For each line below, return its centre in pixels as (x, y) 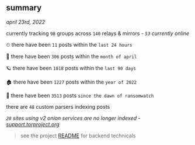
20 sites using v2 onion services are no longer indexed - (73, 118)
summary (24, 8)
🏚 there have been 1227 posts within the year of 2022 (72, 82)
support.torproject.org (33, 124)
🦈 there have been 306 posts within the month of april (72, 56)
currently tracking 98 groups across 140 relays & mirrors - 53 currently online (98, 33)
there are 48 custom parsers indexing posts (58, 106)
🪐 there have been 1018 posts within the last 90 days (71, 68)
